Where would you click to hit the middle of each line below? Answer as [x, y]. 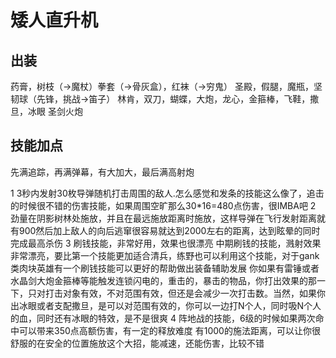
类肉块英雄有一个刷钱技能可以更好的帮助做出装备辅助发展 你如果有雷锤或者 [165, 268]
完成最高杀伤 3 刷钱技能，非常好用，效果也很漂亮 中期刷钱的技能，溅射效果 [166, 243]
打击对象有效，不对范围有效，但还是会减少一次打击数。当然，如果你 [185, 293]
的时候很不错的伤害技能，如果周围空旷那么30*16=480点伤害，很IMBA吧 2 [163, 205]
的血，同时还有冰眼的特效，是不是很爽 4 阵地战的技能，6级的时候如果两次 [163, 318]
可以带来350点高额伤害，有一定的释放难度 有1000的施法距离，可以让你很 [169, 330]
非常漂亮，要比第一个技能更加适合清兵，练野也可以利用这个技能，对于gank [165, 255]
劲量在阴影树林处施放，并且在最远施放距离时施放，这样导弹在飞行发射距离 [163, 218]
